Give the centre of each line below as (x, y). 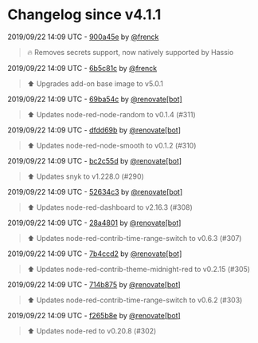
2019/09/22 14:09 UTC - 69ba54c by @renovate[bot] (95, 99)
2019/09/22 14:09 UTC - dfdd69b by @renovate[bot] (94, 130)
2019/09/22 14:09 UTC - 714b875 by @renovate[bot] (94, 284)
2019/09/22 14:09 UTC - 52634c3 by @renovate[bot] (95, 191)
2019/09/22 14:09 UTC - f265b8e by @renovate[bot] (94, 315)
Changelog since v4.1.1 (84, 15)
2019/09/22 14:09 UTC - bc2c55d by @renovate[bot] (95, 160)
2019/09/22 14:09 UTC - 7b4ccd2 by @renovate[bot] (95, 254)
